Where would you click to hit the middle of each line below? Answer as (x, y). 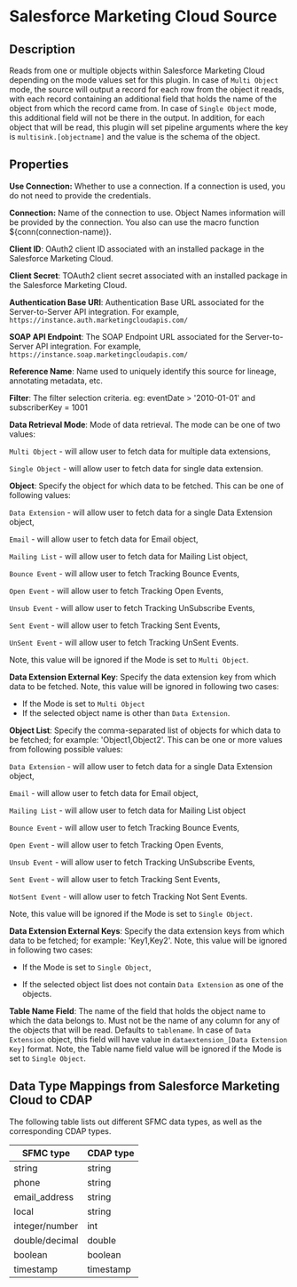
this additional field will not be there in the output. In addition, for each (137, 118)
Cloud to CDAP (51, 1100)
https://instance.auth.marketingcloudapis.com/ (99, 320)
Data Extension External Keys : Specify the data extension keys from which (147, 930)
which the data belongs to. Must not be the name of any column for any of (145, 1020)
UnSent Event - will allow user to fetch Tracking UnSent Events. (124, 642)
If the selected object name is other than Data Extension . (126, 712)
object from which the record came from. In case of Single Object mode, (143, 108)
